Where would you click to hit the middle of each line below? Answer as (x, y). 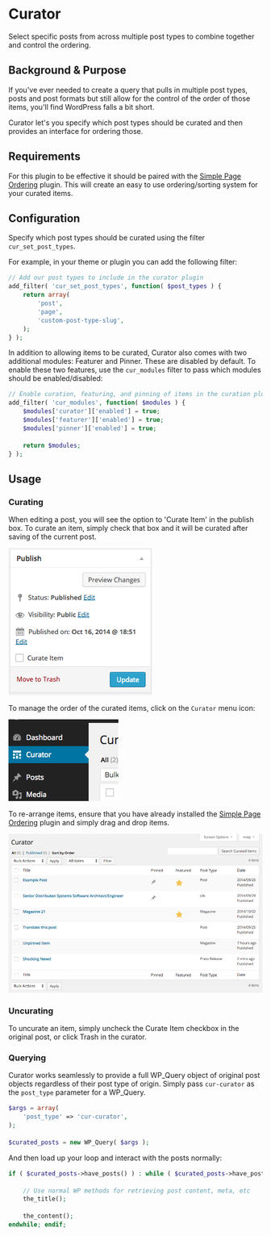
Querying (27, 1058)
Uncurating (31, 1011)
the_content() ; (48, 1216)
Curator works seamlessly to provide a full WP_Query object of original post (134, 1075)
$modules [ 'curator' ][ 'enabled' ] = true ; (92, 411)
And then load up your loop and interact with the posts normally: (115, 1158)
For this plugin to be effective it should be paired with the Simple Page (125, 176)
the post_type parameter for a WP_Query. (77, 1092)
